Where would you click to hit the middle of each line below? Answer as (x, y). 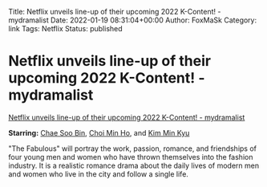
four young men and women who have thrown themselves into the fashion (131, 157)
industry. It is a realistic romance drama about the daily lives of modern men (134, 165)
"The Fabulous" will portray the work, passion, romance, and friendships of (133, 148)
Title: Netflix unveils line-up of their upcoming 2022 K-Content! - (115, 12)
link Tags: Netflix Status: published (65, 28)
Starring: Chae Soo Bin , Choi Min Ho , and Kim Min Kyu (99, 132)
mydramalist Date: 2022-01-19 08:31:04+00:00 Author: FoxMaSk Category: (133, 20)
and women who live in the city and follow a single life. (98, 174)
